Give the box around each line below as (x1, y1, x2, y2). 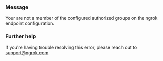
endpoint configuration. (5, 20, 55, 26)
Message (5, 4, 29, 11)
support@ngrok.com (5, 49, 49, 56)
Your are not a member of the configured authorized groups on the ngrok (5, 15, 158, 21)
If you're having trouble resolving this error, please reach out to (5, 44, 137, 50)
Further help (5, 33, 36, 40)
